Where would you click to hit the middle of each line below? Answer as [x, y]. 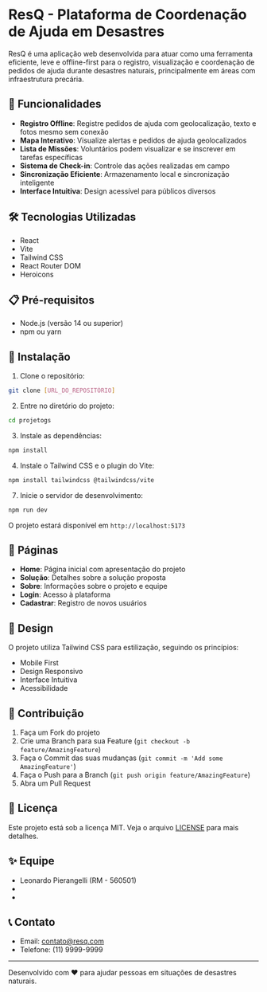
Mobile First [39, 663]
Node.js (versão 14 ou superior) [72, 323]
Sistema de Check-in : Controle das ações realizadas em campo [125, 166]
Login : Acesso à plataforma [65, 594]
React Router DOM [50, 265]
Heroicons [37, 274]
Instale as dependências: [60, 435]
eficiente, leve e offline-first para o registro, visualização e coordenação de [132, 62]
